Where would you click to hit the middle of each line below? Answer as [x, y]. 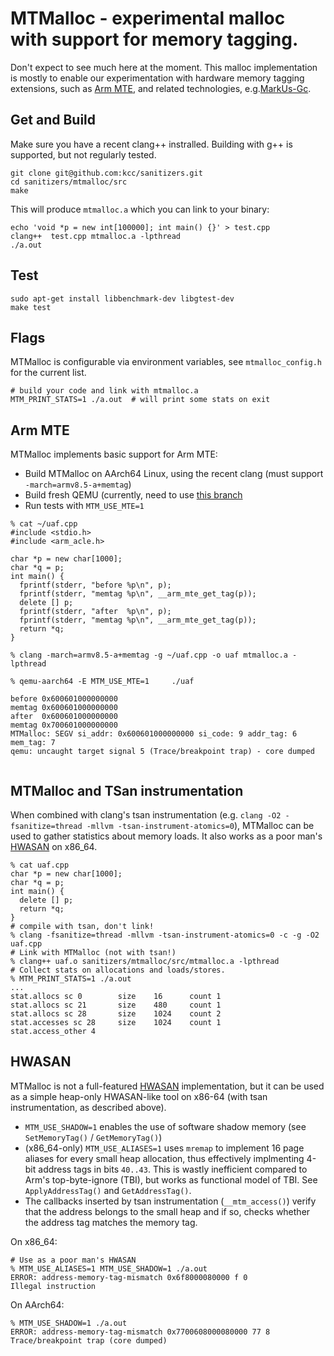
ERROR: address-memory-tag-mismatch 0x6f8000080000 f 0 [129, 1277]
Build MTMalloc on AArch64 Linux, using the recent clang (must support [174, 474]
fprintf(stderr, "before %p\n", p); [95, 585]
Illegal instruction [53, 1286]
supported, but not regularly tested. [83, 154]
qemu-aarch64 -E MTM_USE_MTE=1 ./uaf [107, 682]
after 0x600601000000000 [64, 717]
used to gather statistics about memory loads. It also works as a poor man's [166, 836]
